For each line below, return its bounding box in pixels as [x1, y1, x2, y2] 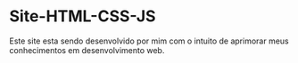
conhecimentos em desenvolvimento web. [9, 44, 165, 55]
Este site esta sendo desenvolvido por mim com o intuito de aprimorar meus [9, 35, 289, 46]
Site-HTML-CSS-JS [9, 6, 156, 27]
